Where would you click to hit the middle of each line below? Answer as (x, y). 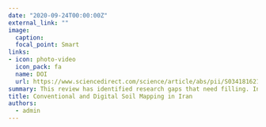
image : (19, 30)
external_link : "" (38, 23)
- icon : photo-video (42, 60)
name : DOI (31, 74)
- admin (28, 111)
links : (19, 52)
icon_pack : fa (38, 67)
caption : (30, 37)
